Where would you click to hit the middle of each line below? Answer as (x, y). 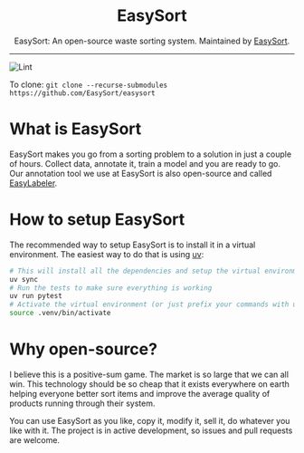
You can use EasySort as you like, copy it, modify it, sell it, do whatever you (150, 421)
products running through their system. (82, 403)
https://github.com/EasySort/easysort (82, 93)
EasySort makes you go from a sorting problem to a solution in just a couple (151, 154)
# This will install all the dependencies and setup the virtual (135, 271)
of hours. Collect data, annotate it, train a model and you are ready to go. (145, 163)
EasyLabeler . (33, 183)
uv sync (24, 279)
